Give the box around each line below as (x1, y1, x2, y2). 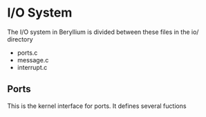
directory (7, 35, 33, 43)
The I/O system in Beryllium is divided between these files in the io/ (7, 28, 199, 36)
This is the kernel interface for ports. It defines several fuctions (7, 102, 187, 110)
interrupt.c (17, 63, 48, 71)
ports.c (17, 48, 38, 57)
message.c (17, 55, 49, 64)
